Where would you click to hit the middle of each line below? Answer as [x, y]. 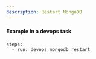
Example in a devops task [39, 32]
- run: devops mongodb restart [51, 49]
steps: [14, 44]
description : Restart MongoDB [44, 12]
